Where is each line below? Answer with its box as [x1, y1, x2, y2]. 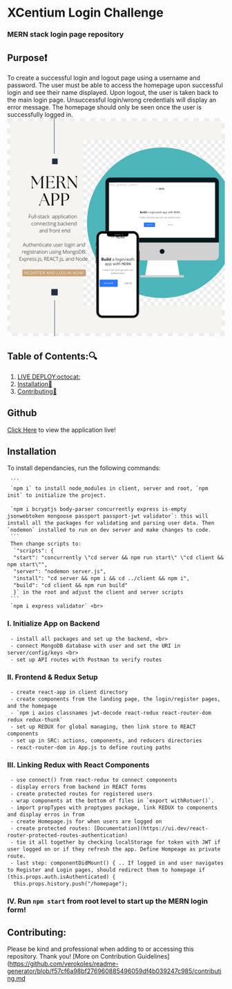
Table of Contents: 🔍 [7, 351, 98, 363]
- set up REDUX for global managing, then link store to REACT [10, 723, 196, 730]
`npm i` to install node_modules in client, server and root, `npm [10, 485, 209, 492]
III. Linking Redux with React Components [7, 760, 150, 770]
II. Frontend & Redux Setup [7, 672, 98, 682]
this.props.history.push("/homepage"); [13, 880, 128, 887]
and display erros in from [7, 811, 85, 818]
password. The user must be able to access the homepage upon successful [7, 81, 223, 89]
